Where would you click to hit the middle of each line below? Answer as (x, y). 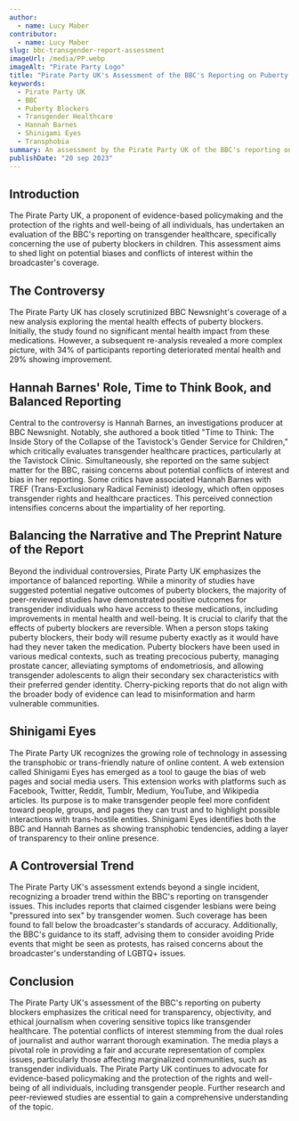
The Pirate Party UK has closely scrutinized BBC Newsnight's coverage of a (148, 312)
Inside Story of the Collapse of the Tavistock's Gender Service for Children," (149, 441)
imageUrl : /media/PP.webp (57, 59)
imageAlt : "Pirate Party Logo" (67, 68)
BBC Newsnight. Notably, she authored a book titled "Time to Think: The (142, 431)
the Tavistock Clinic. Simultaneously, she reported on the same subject (139, 460)
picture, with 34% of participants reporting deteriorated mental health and (145, 350)
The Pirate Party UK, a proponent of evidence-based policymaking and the (146, 215)
